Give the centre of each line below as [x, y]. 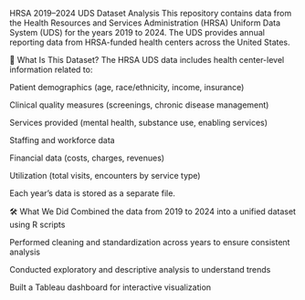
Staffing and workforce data [63, 140]
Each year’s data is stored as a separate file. [93, 193]
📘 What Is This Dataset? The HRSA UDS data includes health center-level [147, 60]
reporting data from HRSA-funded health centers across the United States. [150, 42]
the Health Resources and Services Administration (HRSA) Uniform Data [145, 23]
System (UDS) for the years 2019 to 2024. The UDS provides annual [137, 32]
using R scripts [37, 224]
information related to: [51, 69]
